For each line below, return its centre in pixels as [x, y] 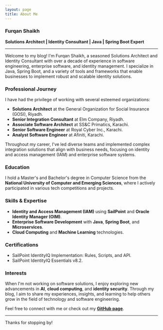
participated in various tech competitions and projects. [60, 188]
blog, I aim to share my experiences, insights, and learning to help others [78, 294]
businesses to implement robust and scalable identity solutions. [69, 76]
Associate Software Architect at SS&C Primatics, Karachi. [71, 125]
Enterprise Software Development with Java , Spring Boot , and [76, 221]
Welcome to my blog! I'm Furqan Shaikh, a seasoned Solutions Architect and [81, 55]
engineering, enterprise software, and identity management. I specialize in [79, 66]
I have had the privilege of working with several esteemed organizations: [78, 100]
